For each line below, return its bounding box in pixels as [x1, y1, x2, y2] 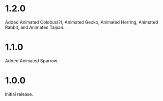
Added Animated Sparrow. [5, 57, 58, 64]
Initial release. [5, 91, 33, 97]
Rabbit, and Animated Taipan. [5, 24, 65, 30]
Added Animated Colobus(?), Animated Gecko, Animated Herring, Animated [5, 19, 158, 25]
